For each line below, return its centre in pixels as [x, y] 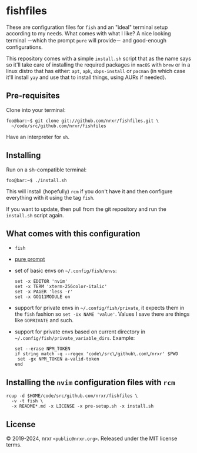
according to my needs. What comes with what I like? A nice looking [89, 33]
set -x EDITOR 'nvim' [41, 282]
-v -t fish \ [27, 401]
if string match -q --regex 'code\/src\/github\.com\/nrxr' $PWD [96, 354]
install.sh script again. [35, 215]
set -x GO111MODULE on [42, 297]
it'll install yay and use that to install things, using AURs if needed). [86, 77]
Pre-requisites [33, 96]
